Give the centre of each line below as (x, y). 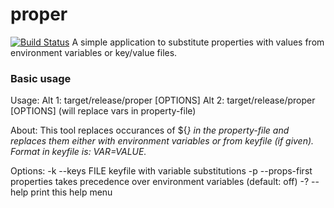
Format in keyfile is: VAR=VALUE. (78, 152)
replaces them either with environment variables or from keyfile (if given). (162, 141)
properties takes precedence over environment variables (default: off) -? (160, 182)
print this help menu (71, 192)
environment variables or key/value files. (94, 52)
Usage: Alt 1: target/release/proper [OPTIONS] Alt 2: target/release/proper (163, 100)
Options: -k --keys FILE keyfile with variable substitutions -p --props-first (161, 171)
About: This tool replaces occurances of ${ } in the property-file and (150, 130)
